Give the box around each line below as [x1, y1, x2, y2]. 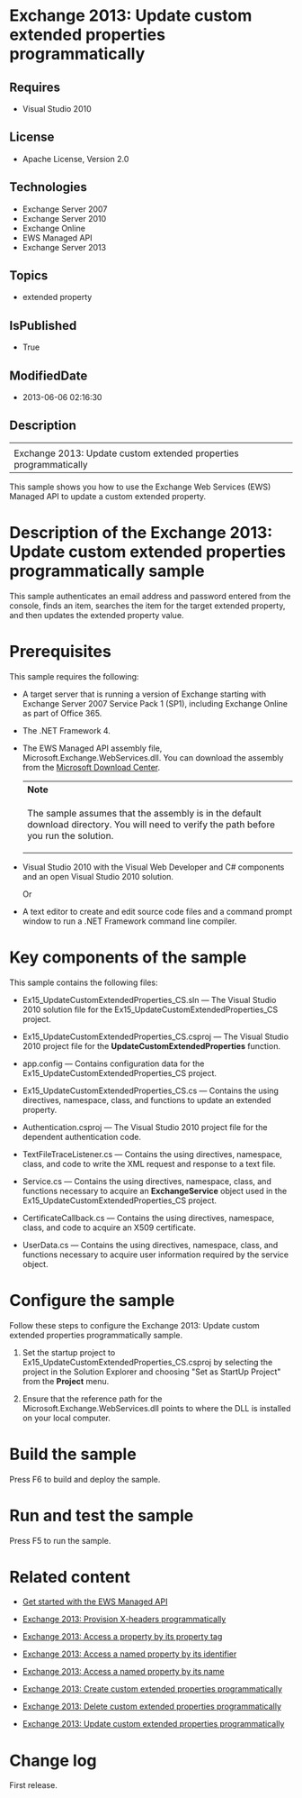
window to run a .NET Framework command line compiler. [22, 916, 237, 926]
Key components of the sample [9, 947, 247, 967]
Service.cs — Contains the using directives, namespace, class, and [22, 1175, 271, 1186]
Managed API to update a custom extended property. [9, 490, 207, 501]
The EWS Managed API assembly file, [22, 743, 163, 753]
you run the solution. [26, 829, 114, 842]
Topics [9, 268, 49, 284]
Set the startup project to [22, 1346, 116, 1357]
